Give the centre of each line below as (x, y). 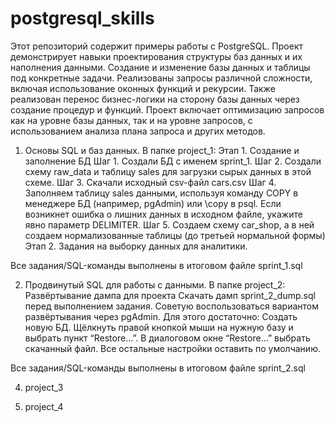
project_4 (44, 406)
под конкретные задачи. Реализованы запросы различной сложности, (161, 78)
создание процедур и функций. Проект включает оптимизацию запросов (167, 109)
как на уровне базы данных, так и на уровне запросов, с (131, 120)
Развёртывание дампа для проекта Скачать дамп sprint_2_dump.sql (170, 295)
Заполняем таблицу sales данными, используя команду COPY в (161, 193)
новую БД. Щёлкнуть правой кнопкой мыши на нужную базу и (159, 327)
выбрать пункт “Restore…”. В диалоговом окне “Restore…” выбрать (167, 338)
